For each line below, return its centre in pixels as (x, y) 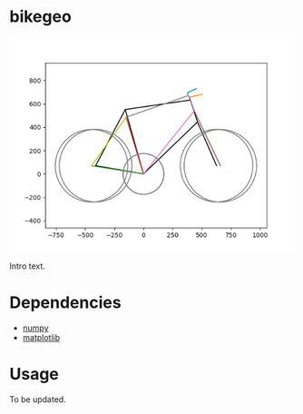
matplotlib (41, 337)
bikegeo (41, 17)
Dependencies (65, 303)
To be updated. (38, 399)
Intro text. (27, 266)
